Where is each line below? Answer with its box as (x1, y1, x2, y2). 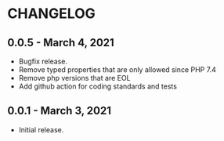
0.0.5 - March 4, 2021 (7, 36, 114, 49)
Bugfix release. (18, 56, 68, 66)
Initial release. (18, 125, 64, 134)
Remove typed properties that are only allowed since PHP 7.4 (18, 65, 216, 74)
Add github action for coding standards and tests (18, 81, 178, 91)
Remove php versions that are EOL (18, 74, 131, 82)
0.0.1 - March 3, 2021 (7, 104, 111, 117)
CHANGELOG (7, 5, 96, 23)
